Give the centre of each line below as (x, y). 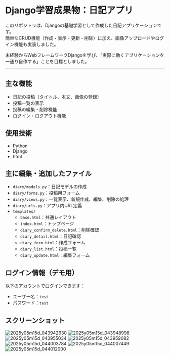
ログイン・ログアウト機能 (39, 116)
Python (20, 146)
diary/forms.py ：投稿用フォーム (46, 193)
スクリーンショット (35, 320)
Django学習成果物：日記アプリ (69, 10)
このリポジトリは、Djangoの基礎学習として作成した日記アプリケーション (81, 25)
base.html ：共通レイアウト (48, 217)
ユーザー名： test (31, 297)
